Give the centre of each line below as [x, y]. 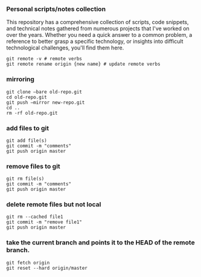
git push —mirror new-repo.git [46, 102]
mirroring [21, 79]
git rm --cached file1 [35, 217]
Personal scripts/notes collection [56, 9]
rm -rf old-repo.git [32, 113]
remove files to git [33, 166]
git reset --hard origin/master [47, 268]
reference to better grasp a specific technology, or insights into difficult [95, 42]
